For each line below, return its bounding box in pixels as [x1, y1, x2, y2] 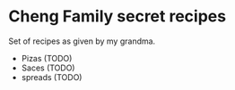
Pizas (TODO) [21, 53, 73, 63]
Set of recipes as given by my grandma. [8, 36, 156, 46]
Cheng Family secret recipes [8, 6, 226, 27]
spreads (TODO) [21, 71, 83, 82]
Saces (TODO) [21, 62, 75, 73]
